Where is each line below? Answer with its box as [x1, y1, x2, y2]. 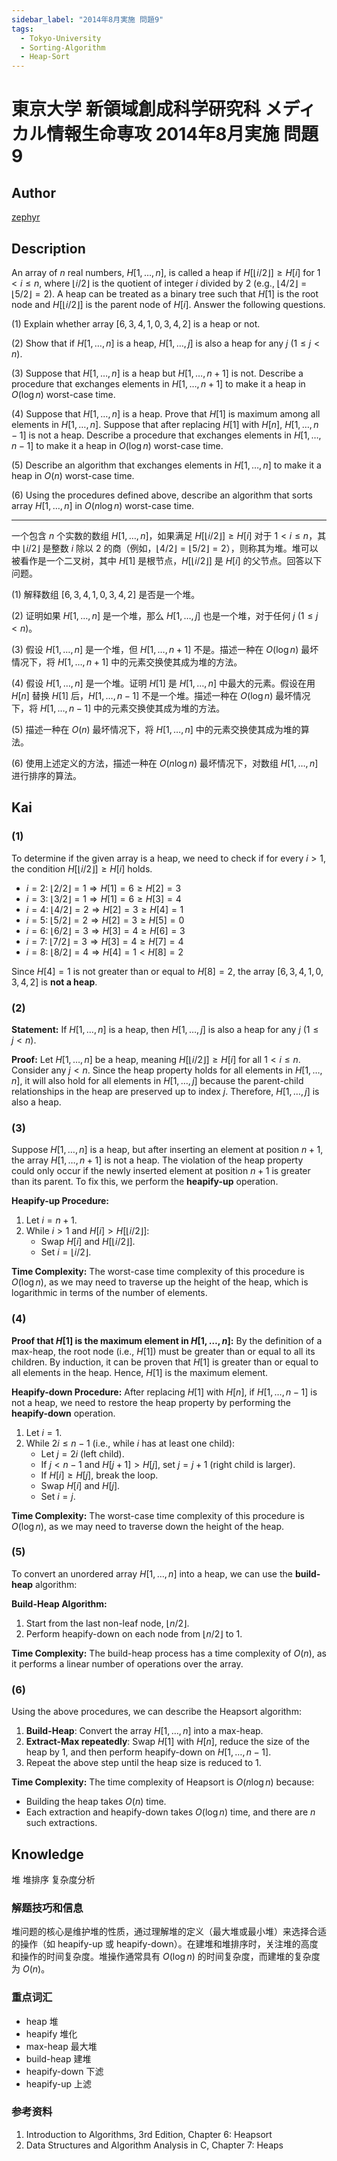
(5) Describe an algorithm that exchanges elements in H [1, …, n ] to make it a [11, 459, 322, 471]
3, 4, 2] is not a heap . [11, 976, 98, 988]
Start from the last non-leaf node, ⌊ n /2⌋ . [25, 1617, 190, 1629]
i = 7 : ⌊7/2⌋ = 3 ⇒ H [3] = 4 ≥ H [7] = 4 [25, 935, 184, 947]
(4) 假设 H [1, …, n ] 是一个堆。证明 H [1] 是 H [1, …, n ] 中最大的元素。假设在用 [11, 677, 316, 689]
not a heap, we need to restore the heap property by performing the [11, 1396, 291, 1408]
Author [11, 184, 56, 201]
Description [11, 240, 86, 257]
